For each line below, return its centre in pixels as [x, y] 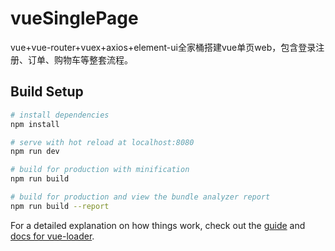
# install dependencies [60, 115]
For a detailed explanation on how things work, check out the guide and [158, 225]
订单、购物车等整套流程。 [80, 59]
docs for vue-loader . [52, 236]
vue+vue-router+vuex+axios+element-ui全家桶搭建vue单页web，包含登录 [163, 47]
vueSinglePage [74, 18]
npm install [35, 124]
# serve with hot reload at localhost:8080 [102, 142]
